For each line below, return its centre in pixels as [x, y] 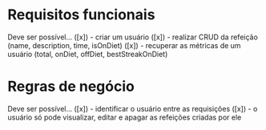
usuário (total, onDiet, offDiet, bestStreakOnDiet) [88, 54]
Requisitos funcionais [81, 15]
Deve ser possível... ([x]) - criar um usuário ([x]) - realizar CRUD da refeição [133, 37]
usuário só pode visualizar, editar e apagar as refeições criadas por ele [125, 117]
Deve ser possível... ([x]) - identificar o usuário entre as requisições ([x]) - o [133, 108]
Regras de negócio [71, 87]
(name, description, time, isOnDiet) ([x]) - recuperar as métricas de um [124, 45]
